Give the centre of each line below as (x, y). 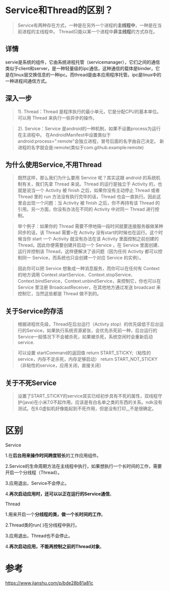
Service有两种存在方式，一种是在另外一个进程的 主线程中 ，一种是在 (87, 25)
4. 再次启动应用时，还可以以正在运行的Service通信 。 (60, 494)
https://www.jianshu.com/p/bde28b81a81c (49, 583)
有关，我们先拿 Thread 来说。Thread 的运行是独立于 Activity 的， (90, 184)
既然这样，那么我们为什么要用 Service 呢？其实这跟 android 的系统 (87, 178)
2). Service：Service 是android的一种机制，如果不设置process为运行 (89, 128)
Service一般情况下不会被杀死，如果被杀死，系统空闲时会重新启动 (85, 337)
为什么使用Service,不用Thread (53, 165)
